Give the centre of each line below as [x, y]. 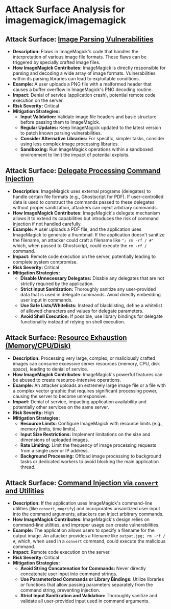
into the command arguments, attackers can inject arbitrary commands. [88, 514]
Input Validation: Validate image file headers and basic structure [88, 117]
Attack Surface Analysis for [65, 9]
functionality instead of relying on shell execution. [73, 321]
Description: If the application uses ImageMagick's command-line [82, 503]
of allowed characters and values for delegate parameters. [82, 311]
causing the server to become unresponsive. [60, 396]
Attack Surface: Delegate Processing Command [83, 171]
